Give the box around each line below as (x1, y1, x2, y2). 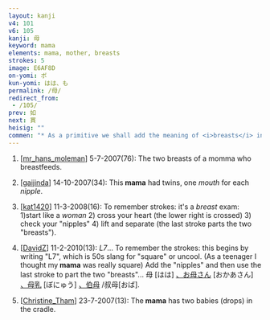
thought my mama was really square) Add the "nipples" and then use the (19, 260, 262, 269)
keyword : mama (8, 42, 56, 50)
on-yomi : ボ (8, 72, 47, 80)
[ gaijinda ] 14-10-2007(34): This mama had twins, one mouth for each (19, 178, 249, 187)
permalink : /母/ (8, 86, 62, 95)
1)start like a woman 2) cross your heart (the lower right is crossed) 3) (19, 210, 252, 219)
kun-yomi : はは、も (8, 79, 69, 87)
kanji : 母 (8, 34, 40, 43)
